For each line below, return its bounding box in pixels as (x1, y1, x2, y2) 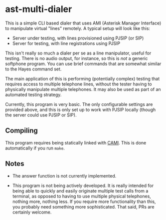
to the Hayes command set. (5, 66, 62, 72)
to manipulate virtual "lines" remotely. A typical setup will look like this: (5, 25, 151, 31)
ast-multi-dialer (5, 3, 72, 15)
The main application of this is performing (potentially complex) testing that (5, 75, 160, 81)
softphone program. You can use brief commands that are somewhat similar (5, 60, 162, 66)
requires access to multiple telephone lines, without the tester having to (5, 81, 152, 87)
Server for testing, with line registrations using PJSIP (12, 40, 121, 46)
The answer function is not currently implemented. (12, 172, 117, 178)
